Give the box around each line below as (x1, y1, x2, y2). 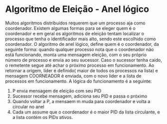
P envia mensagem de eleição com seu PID (12, 88, 102, 94)
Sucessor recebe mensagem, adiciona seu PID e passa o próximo (12, 93, 148, 99)
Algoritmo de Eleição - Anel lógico (5, 3, 150, 15)
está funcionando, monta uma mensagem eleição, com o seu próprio (5, 51, 147, 58)
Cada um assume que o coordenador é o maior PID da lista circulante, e (12, 109, 161, 115)
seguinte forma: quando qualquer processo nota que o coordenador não (5, 46, 154, 52)
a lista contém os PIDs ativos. (12, 114, 73, 120)
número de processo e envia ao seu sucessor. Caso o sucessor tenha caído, (5, 57, 162, 63)
